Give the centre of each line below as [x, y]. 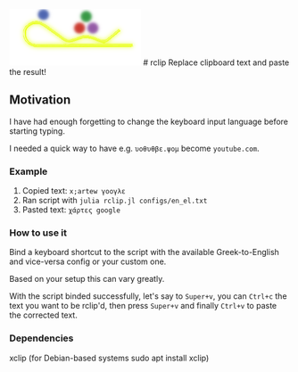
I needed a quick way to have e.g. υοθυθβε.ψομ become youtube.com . [135, 148]
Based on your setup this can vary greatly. [87, 279]
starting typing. [37, 131]
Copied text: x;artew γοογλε [74, 191]
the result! [28, 72]
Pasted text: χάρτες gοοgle [71, 210]
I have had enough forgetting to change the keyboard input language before [149, 121]
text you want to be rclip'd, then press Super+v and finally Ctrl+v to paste [143, 306]
